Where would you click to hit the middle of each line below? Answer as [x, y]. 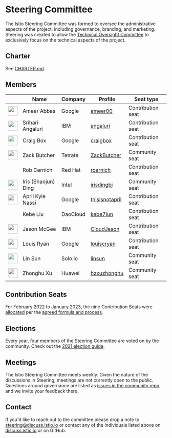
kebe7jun [102, 214]
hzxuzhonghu [107, 273]
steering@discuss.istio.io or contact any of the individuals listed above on [83, 425]
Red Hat [71, 170]
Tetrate [70, 155]
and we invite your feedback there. [42, 391]
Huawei [70, 273]
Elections [20, 328]
